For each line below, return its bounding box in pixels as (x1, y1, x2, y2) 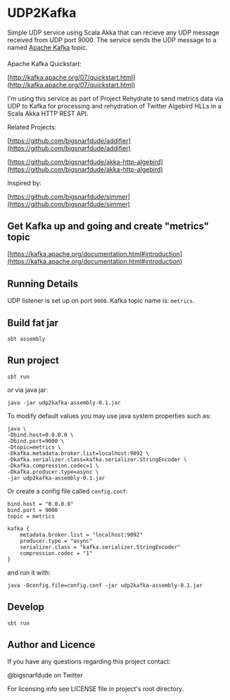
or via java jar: (7, 385, 48, 394)
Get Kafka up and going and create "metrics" (7, 220, 210, 232)
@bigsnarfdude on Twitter (7, 671, 83, 680)
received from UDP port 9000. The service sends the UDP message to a (7, 35, 217, 44)
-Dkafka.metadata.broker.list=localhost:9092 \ (7, 449, 150, 457)
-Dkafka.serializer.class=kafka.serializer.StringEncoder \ (7, 456, 188, 463)
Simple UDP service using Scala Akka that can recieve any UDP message (7, 28, 219, 37)
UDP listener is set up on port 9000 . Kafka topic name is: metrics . (7, 296, 195, 305)
